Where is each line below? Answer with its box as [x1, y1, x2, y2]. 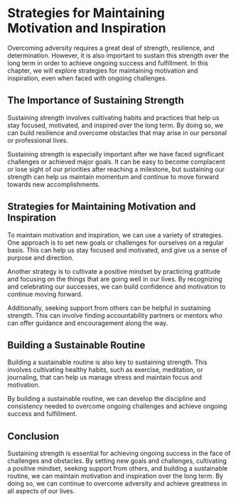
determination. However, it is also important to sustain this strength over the [7, 51, 229, 60]
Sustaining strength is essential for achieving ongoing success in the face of [7, 449, 231, 458]
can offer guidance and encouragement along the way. [7, 319, 168, 327]
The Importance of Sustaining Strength [7, 95, 185, 107]
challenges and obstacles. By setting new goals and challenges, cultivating [7, 456, 227, 465]
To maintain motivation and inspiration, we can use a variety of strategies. [7, 230, 224, 239]
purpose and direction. [7, 253, 75, 262]
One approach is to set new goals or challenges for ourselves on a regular [7, 238, 224, 247]
